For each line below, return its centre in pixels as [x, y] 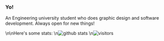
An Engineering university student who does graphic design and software [82, 18]
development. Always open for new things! [50, 23]
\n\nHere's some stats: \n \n [49, 33]
